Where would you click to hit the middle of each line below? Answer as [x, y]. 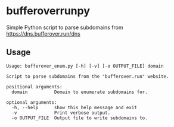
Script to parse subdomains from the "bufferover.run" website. [88, 76]
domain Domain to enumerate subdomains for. [80, 92]
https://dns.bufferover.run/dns [43, 33]
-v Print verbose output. [61, 113]
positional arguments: [34, 87]
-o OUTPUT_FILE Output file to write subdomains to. [80, 118]
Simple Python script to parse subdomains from [65, 27]
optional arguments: [32, 102]
